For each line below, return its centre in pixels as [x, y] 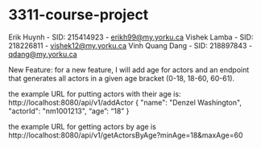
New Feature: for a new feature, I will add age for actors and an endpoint [129, 69]
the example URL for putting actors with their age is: [95, 93]
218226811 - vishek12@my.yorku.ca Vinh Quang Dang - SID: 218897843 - [130, 45]
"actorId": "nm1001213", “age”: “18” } [69, 111]
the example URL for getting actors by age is [83, 126]
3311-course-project [79, 15]
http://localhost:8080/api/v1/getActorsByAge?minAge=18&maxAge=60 [126, 135]
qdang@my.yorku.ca [43, 54]
